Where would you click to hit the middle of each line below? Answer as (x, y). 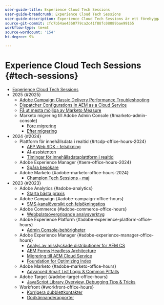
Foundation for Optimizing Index (59, 261)
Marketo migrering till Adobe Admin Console (64, 115)
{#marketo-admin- (128, 115)
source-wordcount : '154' (30, 32)
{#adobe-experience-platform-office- (114, 219)
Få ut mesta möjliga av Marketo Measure (60, 110)
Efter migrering (42, 131)
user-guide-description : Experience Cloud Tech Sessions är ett (72, 19)
